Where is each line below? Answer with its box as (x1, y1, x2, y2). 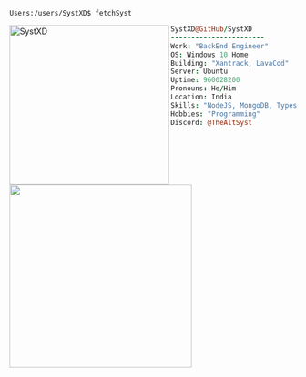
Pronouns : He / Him (170, 84, 237, 93)
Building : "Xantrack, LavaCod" (170, 58, 290, 68)
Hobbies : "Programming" (170, 110, 261, 119)
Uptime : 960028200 (170, 76, 240, 85)
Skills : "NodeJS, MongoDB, (170, 100, 273, 110)
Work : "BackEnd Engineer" (170, 41, 269, 50)
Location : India (170, 92, 232, 101)
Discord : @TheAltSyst (170, 118, 253, 127)
